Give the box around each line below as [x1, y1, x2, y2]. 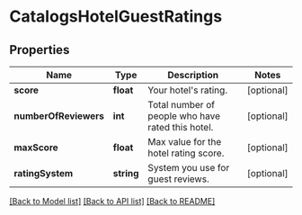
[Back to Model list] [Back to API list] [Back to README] [9, 196, 216, 206]
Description [167, 69, 218, 81]
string [112, 167, 139, 179]
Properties [9, 42, 70, 58]
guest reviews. [147, 173, 209, 185]
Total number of [147, 99, 216, 111]
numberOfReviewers [13, 110, 105, 122]
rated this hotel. [147, 121, 214, 133]
